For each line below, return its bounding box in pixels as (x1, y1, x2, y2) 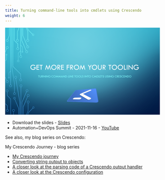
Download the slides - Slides (12, 120, 70, 125)
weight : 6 (5, 13, 26, 18)
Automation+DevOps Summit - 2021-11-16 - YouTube (12, 125, 119, 130)
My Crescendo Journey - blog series (5, 144, 80, 150)
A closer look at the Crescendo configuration (12, 169, 104, 175)
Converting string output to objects (12, 159, 83, 164)
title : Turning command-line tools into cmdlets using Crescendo (5, 8, 141, 13)
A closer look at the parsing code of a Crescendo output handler (12, 164, 143, 170)
